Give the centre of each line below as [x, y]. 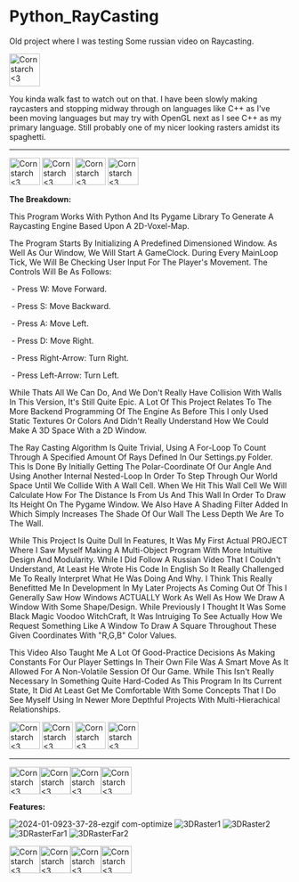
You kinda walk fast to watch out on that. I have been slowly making [133, 99]
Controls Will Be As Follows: [61, 271]
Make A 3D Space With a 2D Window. [78, 430]
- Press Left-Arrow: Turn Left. [65, 375]
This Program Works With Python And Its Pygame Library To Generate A [141, 216]
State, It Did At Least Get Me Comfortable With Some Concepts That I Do [143, 690]
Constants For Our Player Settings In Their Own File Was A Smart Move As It [149, 662]
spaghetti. [28, 136]
